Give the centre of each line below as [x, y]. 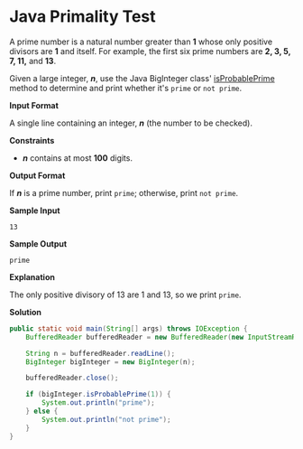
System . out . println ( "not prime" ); [106, 419]
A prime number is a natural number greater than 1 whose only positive [141, 42]
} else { [42, 412]
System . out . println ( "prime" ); [98, 403]
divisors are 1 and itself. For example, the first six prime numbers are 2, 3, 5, [150, 51]
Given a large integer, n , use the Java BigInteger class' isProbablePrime [142, 78]
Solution [26, 312]
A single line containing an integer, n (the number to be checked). [131, 123]
